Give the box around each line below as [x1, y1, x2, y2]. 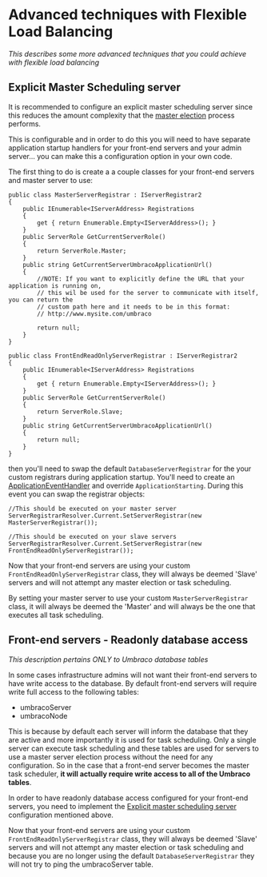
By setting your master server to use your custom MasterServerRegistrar [8, 593, 249, 603]
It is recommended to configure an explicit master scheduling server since [8, 102, 253, 111]
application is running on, [8, 281, 102, 289]
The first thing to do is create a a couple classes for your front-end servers [8, 166, 255, 177]
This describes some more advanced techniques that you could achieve [8, 49, 247, 58]
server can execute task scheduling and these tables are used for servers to [8, 743, 260, 753]
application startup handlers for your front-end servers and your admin [8, 142, 242, 153]
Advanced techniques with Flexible [8, 6, 248, 24]
